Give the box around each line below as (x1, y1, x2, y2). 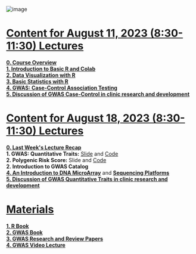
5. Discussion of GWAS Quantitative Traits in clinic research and (6, 175, 168, 182)
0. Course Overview (6, 58, 57, 66)
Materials (6, 203, 54, 216)
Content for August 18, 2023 (6, 111, 150, 125)
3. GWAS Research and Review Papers (6, 235, 103, 242)
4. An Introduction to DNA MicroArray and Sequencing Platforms (6, 169, 170, 176)
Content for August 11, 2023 (6, 27, 148, 40)
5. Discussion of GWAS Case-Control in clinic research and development (6, 90, 190, 98)
